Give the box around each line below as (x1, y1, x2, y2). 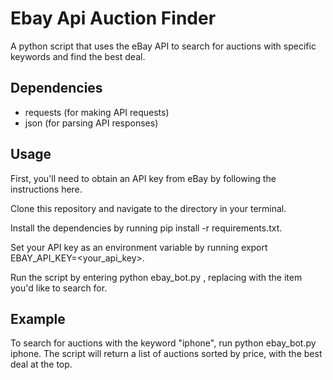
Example (10, 310, 66, 327)
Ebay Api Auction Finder (10, 7, 217, 30)
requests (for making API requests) (24, 106, 170, 118)
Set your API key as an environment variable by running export (10, 241, 268, 253)
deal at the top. (10, 358, 73, 371)
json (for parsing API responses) (24, 117, 159, 129)
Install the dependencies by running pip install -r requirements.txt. (10, 222, 283, 234)
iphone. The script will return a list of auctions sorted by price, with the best (10, 348, 323, 360)
